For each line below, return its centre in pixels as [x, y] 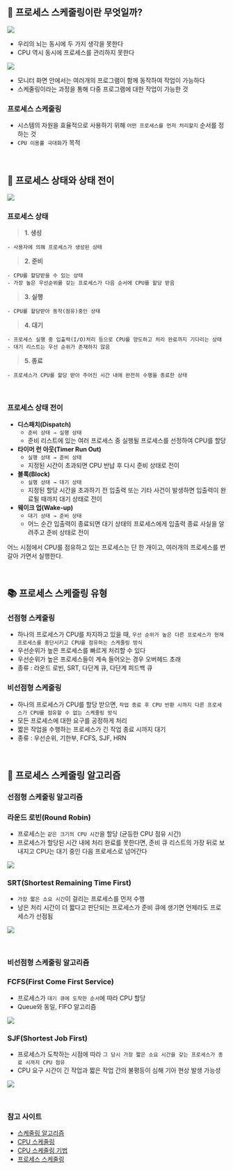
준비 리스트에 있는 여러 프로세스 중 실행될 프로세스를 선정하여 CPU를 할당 [127, 440]
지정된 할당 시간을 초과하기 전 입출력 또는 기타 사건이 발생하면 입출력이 [123, 490]
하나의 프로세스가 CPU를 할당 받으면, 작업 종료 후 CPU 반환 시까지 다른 [111, 704]
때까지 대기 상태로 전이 [71, 499]
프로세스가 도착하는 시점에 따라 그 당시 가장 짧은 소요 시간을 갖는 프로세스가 [116, 1054]
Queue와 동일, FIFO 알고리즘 [57, 1006]
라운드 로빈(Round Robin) [49, 817]
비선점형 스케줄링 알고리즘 [48, 962]
